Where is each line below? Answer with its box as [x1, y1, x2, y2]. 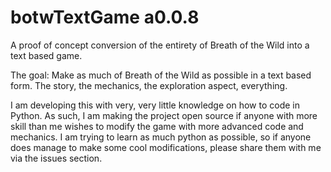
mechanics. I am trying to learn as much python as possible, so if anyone [10, 131, 312, 143]
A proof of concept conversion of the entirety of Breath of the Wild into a [10, 39, 310, 51]
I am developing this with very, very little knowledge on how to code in [10, 99, 300, 111]
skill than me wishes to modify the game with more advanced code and [10, 120, 304, 132]
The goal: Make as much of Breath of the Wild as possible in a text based [10, 69, 312, 81]
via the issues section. [10, 152, 103, 164]
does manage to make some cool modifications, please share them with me [10, 141, 322, 153]
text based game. [10, 49, 83, 61]
